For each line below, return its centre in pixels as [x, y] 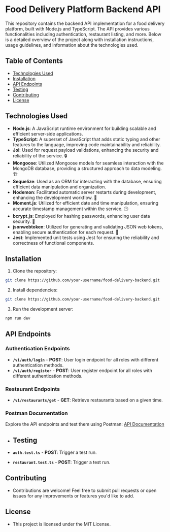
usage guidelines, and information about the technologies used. [72, 45]
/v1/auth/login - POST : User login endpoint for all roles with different [86, 359]
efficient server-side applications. [48, 134]
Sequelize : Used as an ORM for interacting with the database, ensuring [87, 181]
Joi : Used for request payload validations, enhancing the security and [86, 150]
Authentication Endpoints [38, 349]
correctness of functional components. [53, 243]
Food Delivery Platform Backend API [83, 9]
